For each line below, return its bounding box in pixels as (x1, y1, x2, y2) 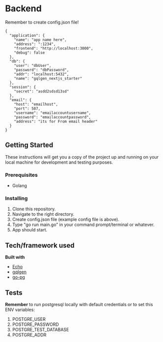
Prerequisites (5, 171, 38, 178)
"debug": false (14, 50, 45, 55)
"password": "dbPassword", (14, 67, 69, 72)
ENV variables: (5, 307, 35, 313)
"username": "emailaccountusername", (14, 110, 91, 115)
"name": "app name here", (14, 37, 67, 42)
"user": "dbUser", (14, 63, 52, 68)
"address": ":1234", (14, 41, 56, 47)
